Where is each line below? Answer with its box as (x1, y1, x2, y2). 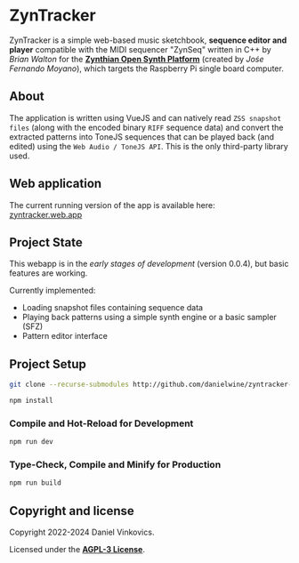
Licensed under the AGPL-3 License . (9, 544, 145, 555)
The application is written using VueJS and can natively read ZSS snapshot (9, 112, 282, 123)
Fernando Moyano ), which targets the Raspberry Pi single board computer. (9, 63, 285, 74)
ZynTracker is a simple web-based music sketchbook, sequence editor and (9, 35, 287, 45)
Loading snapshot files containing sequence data (21, 302, 203, 313)
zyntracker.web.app (9, 209, 83, 220)
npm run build (9, 479, 62, 487)
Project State (9, 235, 83, 250)
